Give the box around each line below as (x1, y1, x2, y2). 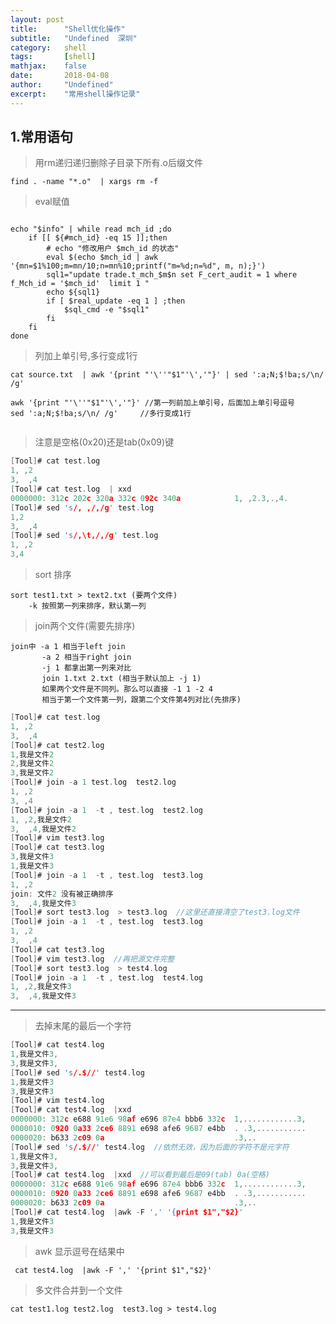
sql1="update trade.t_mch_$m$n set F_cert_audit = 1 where (46, 270, 298, 280)
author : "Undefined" (10, 80, 114, 90)
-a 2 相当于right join (41, 652, 132, 663)
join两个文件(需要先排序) (34, 620, 136, 632)
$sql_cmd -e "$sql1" (63, 305, 150, 315)
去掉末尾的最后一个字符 (34, 1020, 132, 1032)
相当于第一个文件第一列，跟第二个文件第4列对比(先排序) (41, 695, 242, 705)
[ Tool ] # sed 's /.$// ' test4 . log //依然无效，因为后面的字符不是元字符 (10, 1142, 290, 1152)
